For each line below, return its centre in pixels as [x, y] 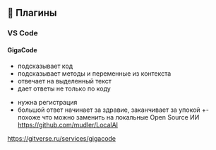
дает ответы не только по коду [64, 88]
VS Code [23, 33]
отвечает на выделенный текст [64, 81]
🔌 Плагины [32, 13]
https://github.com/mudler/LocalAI [68, 125]
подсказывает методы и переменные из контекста [94, 73]
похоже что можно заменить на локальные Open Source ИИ [108, 117]
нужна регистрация [47, 102]
